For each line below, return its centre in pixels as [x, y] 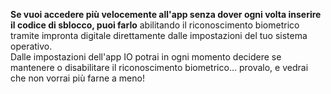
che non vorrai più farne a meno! [77, 78]
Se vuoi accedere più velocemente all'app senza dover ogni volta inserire [166, 14]
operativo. [31, 46]
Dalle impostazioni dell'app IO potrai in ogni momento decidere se [146, 57]
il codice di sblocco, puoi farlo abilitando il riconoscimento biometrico [155, 25]
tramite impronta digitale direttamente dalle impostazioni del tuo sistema [159, 35]
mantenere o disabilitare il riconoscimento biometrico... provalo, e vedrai [159, 67]
